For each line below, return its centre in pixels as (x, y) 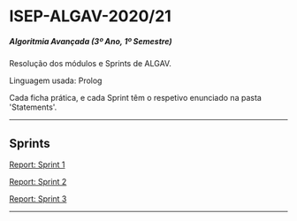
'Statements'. (33, 107)
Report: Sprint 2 (38, 181)
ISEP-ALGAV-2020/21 (91, 16)
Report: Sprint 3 (38, 198)
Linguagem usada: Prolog (56, 80)
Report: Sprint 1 (37, 164)
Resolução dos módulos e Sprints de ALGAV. (91, 64)
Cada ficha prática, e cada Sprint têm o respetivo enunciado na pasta (136, 98)
